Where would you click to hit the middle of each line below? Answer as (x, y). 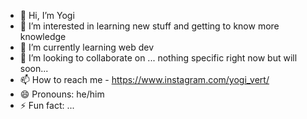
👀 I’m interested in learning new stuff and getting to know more (149, 26)
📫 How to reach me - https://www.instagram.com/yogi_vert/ (144, 79)
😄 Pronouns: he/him (62, 94)
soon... (34, 68)
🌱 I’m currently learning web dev (87, 47)
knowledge (43, 36)
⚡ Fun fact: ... (47, 105)
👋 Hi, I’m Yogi (47, 15)
